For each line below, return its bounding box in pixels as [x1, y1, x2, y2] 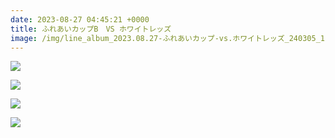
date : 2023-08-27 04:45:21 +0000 [10, 14, 150, 25]
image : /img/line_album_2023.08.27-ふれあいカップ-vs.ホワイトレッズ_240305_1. [10, 33, 330, 43]
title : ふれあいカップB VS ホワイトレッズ [10, 24, 172, 34]
